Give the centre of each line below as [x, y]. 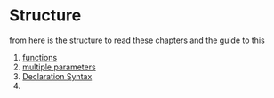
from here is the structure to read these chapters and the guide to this [137, 40]
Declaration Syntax [57, 76]
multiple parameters [59, 67]
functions [40, 57]
